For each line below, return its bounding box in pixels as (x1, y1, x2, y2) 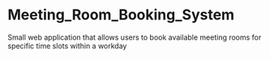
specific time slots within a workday (7, 40, 127, 50)
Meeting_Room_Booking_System (7, 6, 235, 24)
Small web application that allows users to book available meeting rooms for (7, 32, 262, 42)
